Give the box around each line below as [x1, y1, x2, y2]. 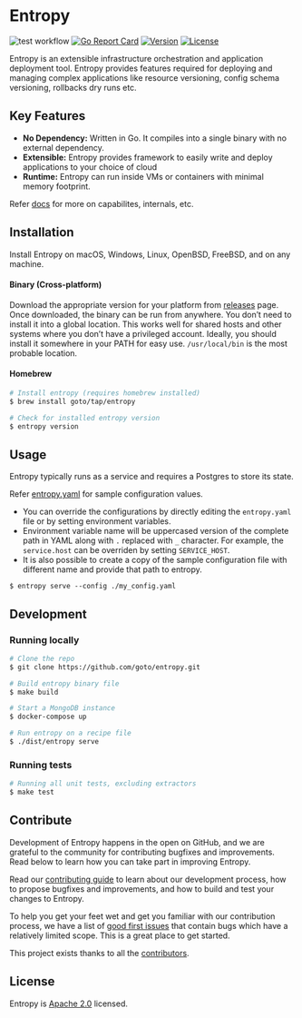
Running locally [9, 633, 80, 646]
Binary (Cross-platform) [9, 279, 102, 291]
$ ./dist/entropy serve [9, 737, 100, 746]
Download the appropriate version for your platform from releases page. [9, 299, 279, 310]
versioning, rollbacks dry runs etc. [9, 82, 138, 93]
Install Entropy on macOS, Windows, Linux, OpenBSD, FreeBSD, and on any [9, 249, 291, 260]
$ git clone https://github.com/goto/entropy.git [9, 662, 201, 672]
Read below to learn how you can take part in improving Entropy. [9, 855, 251, 867]
